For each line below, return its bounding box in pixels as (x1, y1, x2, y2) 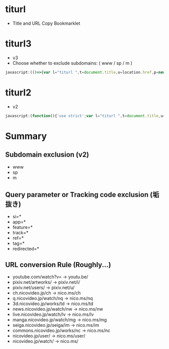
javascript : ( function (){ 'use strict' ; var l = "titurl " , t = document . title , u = (5, 113, 165, 118)
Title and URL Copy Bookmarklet (12, 20, 80, 26)
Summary (5, 130, 47, 142)
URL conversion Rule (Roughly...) (5, 260, 112, 269)
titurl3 (5, 38, 32, 49)
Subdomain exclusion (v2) (5, 151, 90, 159)
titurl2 (5, 87, 32, 98)
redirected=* (12, 246, 39, 252)
